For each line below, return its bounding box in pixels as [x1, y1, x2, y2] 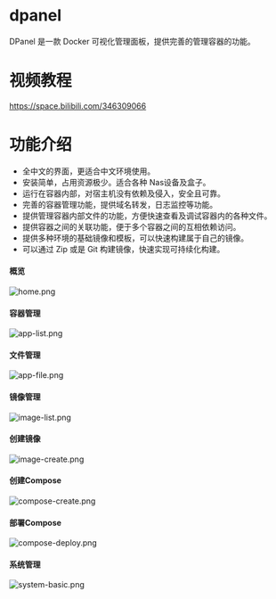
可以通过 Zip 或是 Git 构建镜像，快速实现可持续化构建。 [21, 243, 225, 254]
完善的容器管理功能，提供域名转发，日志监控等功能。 [21, 199, 218, 209]
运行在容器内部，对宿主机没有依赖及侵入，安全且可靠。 [21, 188, 225, 199]
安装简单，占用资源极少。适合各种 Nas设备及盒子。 [21, 176, 211, 187]
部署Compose [9, 517, 62, 528]
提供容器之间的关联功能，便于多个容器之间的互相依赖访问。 [21, 221, 241, 232]
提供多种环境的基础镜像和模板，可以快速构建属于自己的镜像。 [21, 233, 249, 243]
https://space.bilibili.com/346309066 [9, 100, 147, 111]
